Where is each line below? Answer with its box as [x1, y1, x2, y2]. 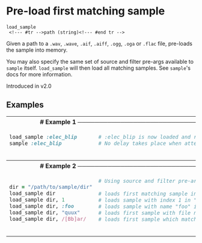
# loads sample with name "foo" [98, 203, 191, 210]
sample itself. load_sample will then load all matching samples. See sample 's [6, 64, 191, 72]
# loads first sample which [98, 215, 179, 223]
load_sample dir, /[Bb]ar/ [9, 215, 87, 223]
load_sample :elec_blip [9, 134, 78, 140]
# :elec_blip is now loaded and [98, 134, 191, 140]
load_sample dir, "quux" [9, 209, 81, 216]
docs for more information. [6, 70, 73, 78]
